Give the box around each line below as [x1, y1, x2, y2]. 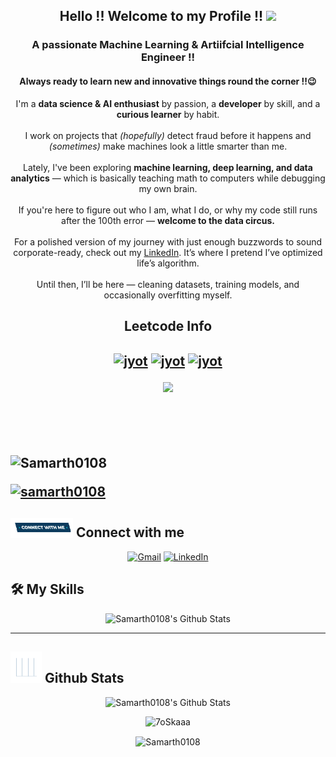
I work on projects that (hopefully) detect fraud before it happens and [24, 129, 312, 141]
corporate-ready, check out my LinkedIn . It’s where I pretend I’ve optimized [13, 246, 323, 258]
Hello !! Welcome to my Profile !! [59, 8, 264, 25]
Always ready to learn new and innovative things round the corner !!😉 [19, 75, 317, 87]
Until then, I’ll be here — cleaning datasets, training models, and [36, 278, 300, 290]
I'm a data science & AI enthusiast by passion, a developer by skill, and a [15, 97, 321, 109]
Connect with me [75, 524, 185, 541]
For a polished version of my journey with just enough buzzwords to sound [13, 235, 323, 248]
